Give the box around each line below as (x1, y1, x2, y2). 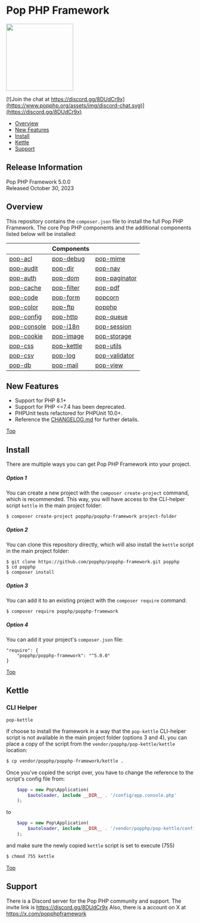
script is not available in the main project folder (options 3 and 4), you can (6, 734, 187, 741)
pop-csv (9, 351, 35, 359)
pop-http (52, 312, 79, 321)
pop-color (9, 303, 39, 311)
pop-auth (9, 274, 37, 282)
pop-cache (9, 284, 42, 292)
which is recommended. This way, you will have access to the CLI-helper (6, 496, 186, 503)
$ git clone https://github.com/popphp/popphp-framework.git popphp (6, 559, 180, 565)
